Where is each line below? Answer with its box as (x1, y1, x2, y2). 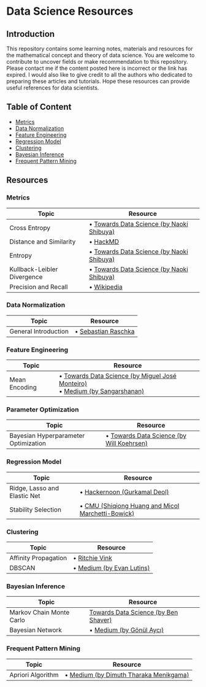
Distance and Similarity (9, 237, 76, 246)
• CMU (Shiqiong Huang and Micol (79, 501, 180, 510)
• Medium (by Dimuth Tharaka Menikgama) (64, 670, 189, 679)
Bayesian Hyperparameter (9, 431, 85, 440)
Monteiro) (59, 379, 88, 388)
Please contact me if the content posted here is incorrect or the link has (6, 64, 188, 72)
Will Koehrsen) (105, 439, 148, 448)
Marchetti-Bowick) (79, 509, 135, 518)
